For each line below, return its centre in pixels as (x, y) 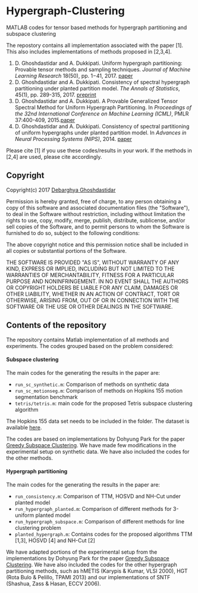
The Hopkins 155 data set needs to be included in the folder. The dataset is (98, 421)
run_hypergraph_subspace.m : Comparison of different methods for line (100, 521)
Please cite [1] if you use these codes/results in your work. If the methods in (99, 150)
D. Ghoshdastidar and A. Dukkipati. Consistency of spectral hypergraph (102, 82)
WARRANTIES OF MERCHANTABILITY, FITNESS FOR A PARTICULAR (90, 275)
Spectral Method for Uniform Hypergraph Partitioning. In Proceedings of (103, 107)
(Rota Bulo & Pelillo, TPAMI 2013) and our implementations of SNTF (88, 577)
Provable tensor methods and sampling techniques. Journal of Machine (103, 69)
